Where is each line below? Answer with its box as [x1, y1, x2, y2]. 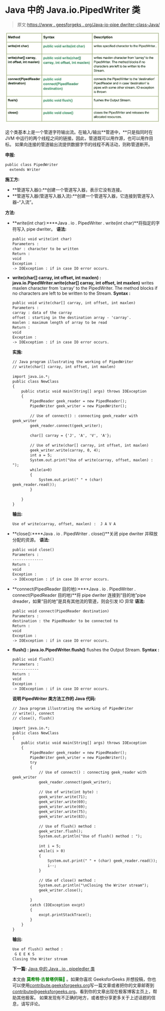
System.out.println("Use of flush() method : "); [38, 834, 142, 839]
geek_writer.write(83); [38, 814, 87, 819]
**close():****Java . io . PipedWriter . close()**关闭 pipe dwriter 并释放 [12, 531, 158, 536]
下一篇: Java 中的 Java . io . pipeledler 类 [12, 966, 95, 972]
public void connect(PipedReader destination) [12, 609, 110, 614]
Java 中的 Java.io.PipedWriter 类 [5, 4, 141, 16]
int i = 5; [38, 843, 61, 848]
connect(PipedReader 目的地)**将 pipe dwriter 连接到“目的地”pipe [12, 592, 146, 598]
